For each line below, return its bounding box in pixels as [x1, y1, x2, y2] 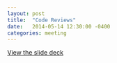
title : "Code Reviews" [7, 17, 77, 24]
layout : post [7, 10, 45, 17]
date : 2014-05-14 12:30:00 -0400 [7, 23, 111, 30]
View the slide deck [7, 48, 64, 57]
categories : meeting [7, 29, 68, 37]
